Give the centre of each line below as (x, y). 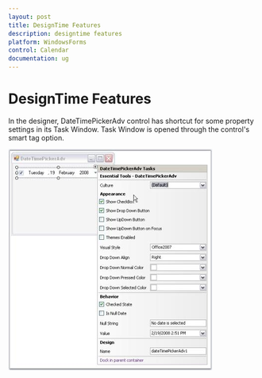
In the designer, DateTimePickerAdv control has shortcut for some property (131, 121)
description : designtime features (65, 33)
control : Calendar (39, 50)
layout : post (30, 17)
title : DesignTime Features (55, 25)
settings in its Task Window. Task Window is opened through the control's (129, 129)
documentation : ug (39, 59)
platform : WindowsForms (48, 42)
